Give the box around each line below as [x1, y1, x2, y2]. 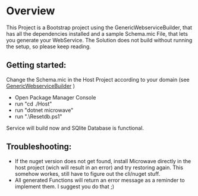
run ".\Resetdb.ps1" [14, 113, 62, 120]
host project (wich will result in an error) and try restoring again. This [14, 164, 183, 171]
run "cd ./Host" [14, 100, 52, 107]
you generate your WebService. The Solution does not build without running [6, 36, 193, 43]
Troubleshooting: [6, 142, 72, 152]
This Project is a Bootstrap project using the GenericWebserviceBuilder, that [6, 24, 192, 31]
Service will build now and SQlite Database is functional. [6, 124, 144, 132]
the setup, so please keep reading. [6, 43, 91, 50]
